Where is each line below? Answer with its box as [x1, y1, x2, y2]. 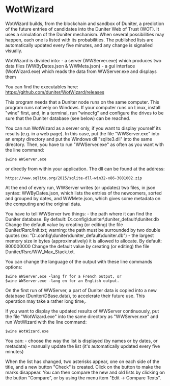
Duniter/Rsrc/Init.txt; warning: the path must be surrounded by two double [5, 227, 161, 233]
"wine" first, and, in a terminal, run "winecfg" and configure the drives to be [5, 110, 164, 116]
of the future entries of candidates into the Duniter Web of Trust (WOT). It [5, 26, 159, 32]
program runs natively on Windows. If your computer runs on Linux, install [5, 104, 161, 110]
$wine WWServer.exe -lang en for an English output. [5, 278, 120, 283]
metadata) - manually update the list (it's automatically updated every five [5, 343, 160, 349]
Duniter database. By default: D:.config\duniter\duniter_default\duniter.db [5, 216, 159, 222]
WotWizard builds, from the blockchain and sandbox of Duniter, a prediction [5, 20, 164, 27]
